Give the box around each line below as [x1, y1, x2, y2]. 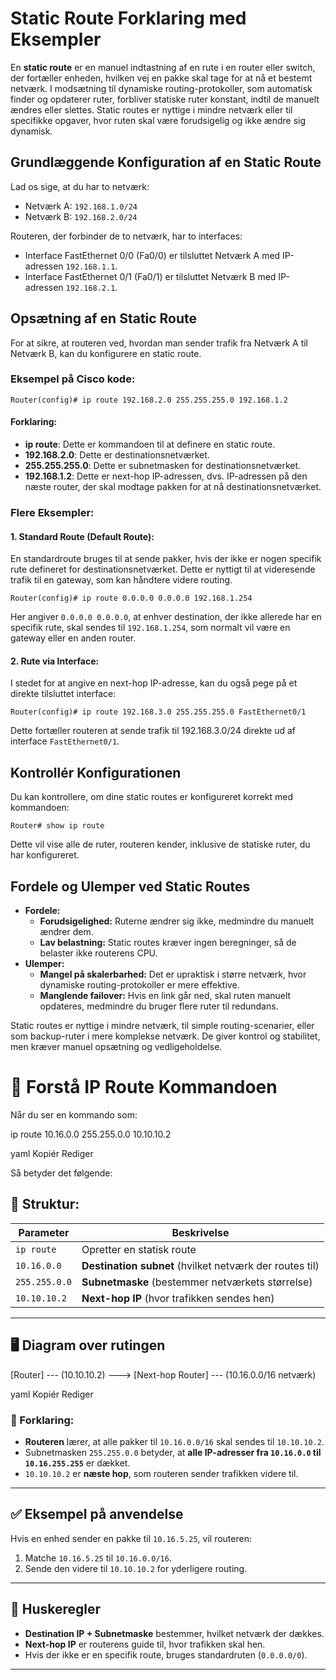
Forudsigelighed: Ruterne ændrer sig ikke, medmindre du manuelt [39, 915, 315, 927]
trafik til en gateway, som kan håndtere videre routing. [10, 574, 233, 586]
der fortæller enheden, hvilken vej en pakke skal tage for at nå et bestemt [10, 72, 313, 84]
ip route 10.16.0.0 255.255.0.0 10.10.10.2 [10, 1128, 172, 1140]
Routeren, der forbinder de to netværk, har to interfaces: [10, 230, 243, 242]
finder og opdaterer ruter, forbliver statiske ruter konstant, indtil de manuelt [10, 93, 320, 105]
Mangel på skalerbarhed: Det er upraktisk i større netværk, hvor [39, 968, 307, 981]
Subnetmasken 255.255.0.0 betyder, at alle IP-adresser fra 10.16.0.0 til [24, 1446, 322, 1458]
